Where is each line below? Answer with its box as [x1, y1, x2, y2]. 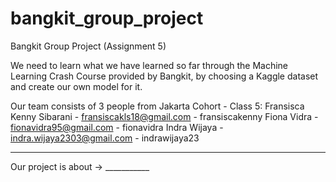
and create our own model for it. [10, 80, 143, 92]
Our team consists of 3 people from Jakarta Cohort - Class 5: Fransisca [10, 100, 305, 112]
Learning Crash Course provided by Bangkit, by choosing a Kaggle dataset [10, 70, 319, 82]
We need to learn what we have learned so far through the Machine [10, 59, 289, 71]
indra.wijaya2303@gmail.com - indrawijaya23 [10, 132, 200, 144]
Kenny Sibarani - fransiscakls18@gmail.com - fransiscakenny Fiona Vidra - [10, 110, 319, 122]
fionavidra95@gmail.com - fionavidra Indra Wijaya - [10, 121, 224, 133]
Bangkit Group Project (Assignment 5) [10, 40, 167, 52]
